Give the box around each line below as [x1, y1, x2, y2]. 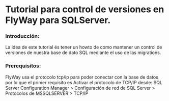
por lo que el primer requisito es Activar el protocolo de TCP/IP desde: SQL [5, 79, 163, 85]
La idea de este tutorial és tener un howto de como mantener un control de [5, 44, 162, 50]
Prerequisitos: [5, 62, 41, 69]
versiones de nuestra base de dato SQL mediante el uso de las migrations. [5, 49, 161, 56]
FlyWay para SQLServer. [5, 14, 111, 26]
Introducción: [5, 33, 40, 40]
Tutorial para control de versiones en [5, 4, 164, 15]
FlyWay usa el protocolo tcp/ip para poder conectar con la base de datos [5, 74, 159, 80]
